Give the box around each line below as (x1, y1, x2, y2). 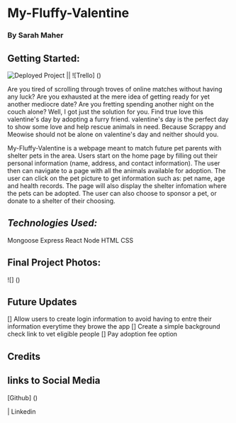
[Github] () (7, 393, 38, 402)
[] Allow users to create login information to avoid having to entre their (7, 314, 212, 324)
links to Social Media (7, 375, 101, 387)
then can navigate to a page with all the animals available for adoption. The (7, 166, 226, 175)
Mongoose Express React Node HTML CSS (7, 236, 133, 244)
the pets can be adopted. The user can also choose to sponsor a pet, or (7, 189, 218, 197)
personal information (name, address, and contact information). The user (7, 158, 220, 167)
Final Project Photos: (7, 257, 101, 269)
